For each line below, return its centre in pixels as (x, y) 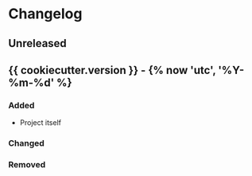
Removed (27, 165)
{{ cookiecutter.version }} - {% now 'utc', (112, 70)
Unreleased (38, 43)
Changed (27, 143)
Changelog (45, 14)
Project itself (41, 123)
